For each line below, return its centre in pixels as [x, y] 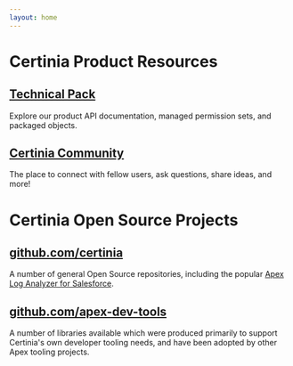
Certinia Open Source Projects [124, 220]
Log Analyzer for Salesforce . [61, 284]
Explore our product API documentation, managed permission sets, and [140, 116]
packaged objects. [43, 125]
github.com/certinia [66, 253]
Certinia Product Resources [114, 61]
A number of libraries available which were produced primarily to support [143, 333]
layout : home [33, 17]
